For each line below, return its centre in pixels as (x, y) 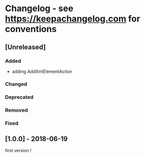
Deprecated (19, 97)
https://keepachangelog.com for (72, 19)
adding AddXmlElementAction (42, 71)
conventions (31, 29)
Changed (16, 84)
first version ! (18, 151)
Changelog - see (39, 9)
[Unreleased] (26, 47)
